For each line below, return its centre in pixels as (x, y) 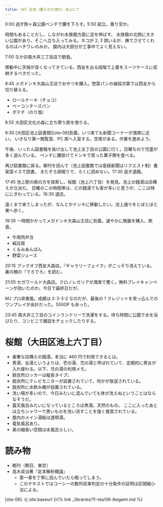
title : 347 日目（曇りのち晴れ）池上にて (42, 9)
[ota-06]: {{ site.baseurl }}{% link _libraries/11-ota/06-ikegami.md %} (74, 499)
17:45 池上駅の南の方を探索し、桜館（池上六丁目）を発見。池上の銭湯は (77, 182)
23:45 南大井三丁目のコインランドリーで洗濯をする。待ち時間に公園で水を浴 (81, 315)
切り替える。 (18, 89)
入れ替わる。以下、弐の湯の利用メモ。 (50, 369)
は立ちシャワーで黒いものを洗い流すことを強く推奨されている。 (76, 411)
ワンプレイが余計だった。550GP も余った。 (49, 304)
